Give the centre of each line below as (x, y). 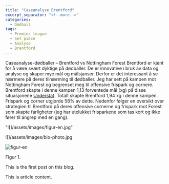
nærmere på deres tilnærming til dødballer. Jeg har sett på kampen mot (81, 79)
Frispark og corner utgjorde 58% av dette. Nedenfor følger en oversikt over (85, 101)
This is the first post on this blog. (40, 167)
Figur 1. (13, 157)
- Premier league (28, 34)
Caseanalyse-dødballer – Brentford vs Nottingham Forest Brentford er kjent (84, 63)
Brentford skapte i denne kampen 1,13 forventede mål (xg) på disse (76, 90)
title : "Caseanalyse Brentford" (40, 10)
